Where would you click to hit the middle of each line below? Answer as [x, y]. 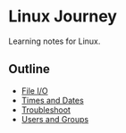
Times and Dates [52, 100]
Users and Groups [55, 119]
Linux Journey [63, 17]
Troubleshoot [46, 110]
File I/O [34, 90]
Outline [29, 69]
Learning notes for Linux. [55, 41]
